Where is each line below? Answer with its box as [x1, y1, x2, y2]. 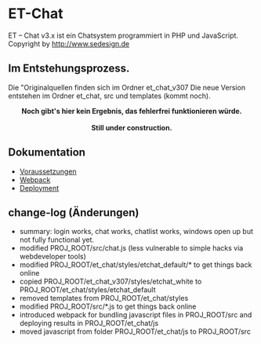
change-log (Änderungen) [8, 206, 140, 219]
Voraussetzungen [19, 167, 77, 176]
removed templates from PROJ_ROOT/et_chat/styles [19, 294, 189, 303]
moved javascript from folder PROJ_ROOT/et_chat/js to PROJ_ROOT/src [19, 327, 251, 336]
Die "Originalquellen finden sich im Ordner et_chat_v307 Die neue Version [8, 82, 245, 92]
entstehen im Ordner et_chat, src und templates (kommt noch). [8, 91, 211, 101]
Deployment [19, 183, 60, 192]
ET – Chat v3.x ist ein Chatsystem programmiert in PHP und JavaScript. [8, 31, 239, 40]
